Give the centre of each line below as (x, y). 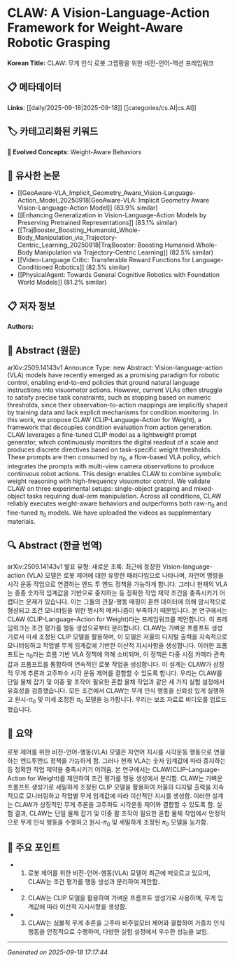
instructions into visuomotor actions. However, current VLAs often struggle (115, 390)
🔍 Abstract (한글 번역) (55, 545)
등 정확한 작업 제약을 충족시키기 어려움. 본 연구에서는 (79, 769)
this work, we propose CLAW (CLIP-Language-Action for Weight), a (104, 420)
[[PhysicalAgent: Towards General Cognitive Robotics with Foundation (119, 275)
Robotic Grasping (59, 43)
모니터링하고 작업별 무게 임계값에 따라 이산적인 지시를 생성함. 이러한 (118, 795)
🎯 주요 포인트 (34, 847)
